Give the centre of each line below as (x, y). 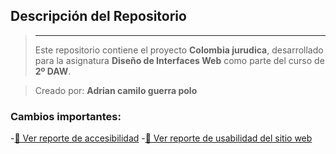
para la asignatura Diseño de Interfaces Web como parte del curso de (179, 60)
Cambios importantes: (66, 116)
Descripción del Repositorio (98, 16)
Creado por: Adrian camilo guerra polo (116, 90)
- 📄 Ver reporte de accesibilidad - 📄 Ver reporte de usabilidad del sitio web (161, 138)
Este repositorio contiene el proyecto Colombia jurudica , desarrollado (179, 50)
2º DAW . (53, 71)
